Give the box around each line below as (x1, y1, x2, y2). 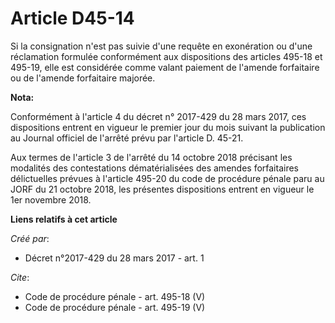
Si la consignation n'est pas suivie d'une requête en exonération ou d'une (10, 40, 313, 52)
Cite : (10, 271, 30, 283)
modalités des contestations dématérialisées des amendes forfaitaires (10, 162, 299, 174)
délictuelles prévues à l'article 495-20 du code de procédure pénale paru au (10, 172, 325, 184)
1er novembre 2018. (10, 193, 92, 206)
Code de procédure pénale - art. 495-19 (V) (24, 301, 206, 313)
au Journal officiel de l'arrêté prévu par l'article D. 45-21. (10, 132, 244, 144)
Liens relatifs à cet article (10, 213, 118, 225)
